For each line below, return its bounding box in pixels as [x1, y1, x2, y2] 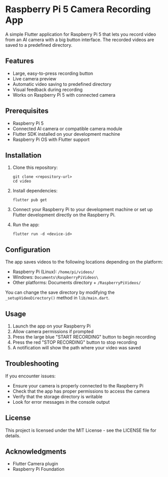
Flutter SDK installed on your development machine [12, 131, 120, 137]
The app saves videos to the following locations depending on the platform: [5, 259, 163, 265]
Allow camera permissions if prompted [12, 329, 94, 334]
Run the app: [12, 222, 40, 228]
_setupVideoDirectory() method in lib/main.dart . [5, 295, 110, 301]
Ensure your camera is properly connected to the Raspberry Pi [12, 382, 144, 389]
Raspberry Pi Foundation [12, 466, 65, 472]
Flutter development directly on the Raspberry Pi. [12, 212, 116, 218]
